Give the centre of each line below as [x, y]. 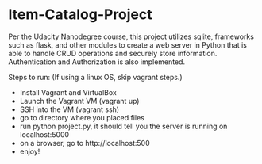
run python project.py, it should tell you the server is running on [123, 126]
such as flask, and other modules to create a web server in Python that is [128, 44]
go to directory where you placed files [82, 117]
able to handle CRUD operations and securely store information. [113, 53]
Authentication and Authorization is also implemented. [96, 62]
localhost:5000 [44, 134]
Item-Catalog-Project [80, 15]
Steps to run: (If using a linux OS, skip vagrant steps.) [95, 77]
